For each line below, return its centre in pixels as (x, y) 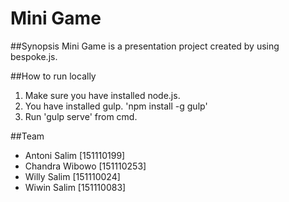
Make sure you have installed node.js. (102, 95)
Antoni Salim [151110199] (75, 155)
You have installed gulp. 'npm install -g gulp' (116, 106)
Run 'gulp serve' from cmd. (81, 116)
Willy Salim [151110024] (72, 176)
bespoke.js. (34, 56)
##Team (27, 136)
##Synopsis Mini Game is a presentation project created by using (145, 46)
